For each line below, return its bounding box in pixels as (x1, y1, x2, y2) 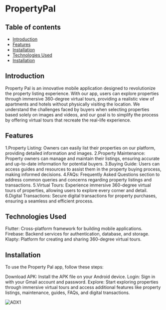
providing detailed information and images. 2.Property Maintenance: (5, 150, 146, 156)
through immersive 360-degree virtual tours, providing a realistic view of (5, 95, 155, 101)
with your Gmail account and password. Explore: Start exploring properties (5, 279, 159, 285)
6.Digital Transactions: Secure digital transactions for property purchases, (5, 192, 157, 198)
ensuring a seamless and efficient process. (5, 198, 94, 204)
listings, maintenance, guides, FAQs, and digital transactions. (5, 289, 130, 295)
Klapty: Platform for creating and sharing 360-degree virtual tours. (5, 236, 142, 242)
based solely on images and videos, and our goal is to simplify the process (5, 111, 159, 117)
